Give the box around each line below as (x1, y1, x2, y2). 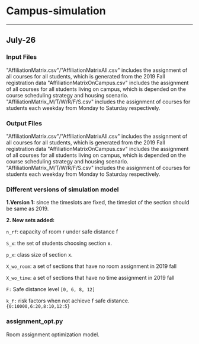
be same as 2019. (6, 205, 49, 212)
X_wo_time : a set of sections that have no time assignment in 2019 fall (6, 274, 175, 282)
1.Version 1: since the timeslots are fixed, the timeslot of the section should (6, 199, 190, 206)
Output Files (6, 119, 43, 127)
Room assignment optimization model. (6, 331, 99, 338)
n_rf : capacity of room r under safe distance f (6, 228, 118, 235)
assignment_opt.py (6, 317, 63, 326)
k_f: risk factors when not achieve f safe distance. (6, 297, 130, 304)
